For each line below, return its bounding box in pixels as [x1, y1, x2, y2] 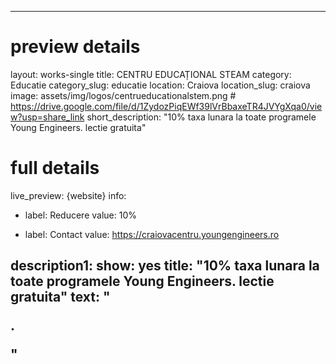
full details [10, 157, 100, 180]
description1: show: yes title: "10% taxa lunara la [10, 257, 320, 275]
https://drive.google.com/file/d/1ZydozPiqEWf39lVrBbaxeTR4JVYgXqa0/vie [10, 100, 323, 112]
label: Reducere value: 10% [24, 209, 137, 221]
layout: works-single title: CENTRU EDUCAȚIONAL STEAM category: [10, 68, 292, 80]
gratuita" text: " [10, 289, 111, 306]
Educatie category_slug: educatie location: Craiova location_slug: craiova [10, 79, 311, 91]
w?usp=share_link [10, 111, 85, 123]
